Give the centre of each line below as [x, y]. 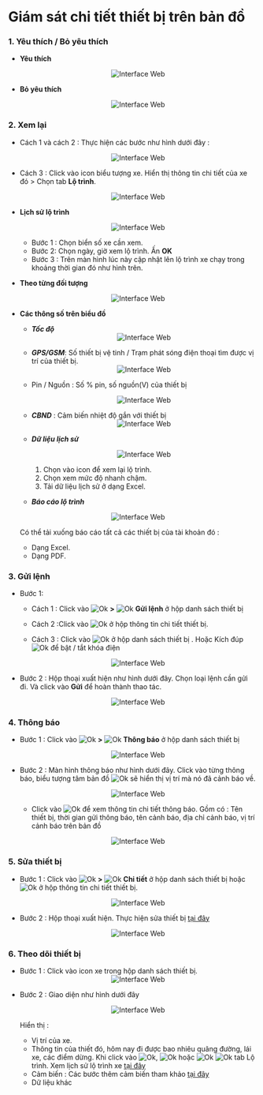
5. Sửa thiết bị [35, 862]
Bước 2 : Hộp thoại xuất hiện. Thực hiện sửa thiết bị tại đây [115, 918]
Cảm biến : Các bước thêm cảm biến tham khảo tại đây [120, 1074]
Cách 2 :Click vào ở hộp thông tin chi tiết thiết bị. [120, 624]
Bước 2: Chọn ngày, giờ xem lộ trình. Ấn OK [102, 251]
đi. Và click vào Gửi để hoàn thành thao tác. [91, 687]
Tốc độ [43, 328]
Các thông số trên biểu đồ [63, 313]
